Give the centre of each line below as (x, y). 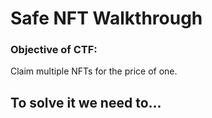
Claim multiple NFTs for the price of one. (94, 71)
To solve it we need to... (86, 102)
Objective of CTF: (54, 50)
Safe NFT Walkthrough (106, 18)
